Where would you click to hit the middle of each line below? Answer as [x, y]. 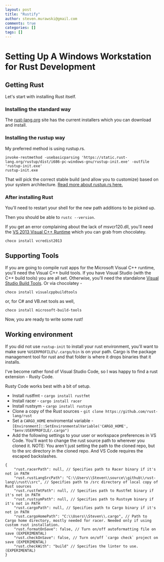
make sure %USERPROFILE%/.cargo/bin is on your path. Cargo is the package [81, 351]
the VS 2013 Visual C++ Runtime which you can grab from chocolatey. [76, 232]
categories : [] [20, 28]
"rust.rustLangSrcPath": [39, 478]
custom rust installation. [32, 525]
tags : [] [14, 32]
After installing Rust [29, 197]
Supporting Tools [32, 256]
